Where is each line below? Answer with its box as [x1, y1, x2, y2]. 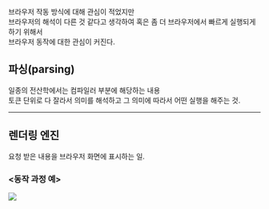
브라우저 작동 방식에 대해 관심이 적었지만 [8, 7, 134, 16]
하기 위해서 [8, 27, 43, 36]
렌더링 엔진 [8, 129, 60, 143]
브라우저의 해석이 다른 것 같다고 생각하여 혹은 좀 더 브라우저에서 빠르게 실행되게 [8, 17, 256, 26]
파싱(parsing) [8, 62, 75, 76]
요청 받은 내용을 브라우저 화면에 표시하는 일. [8, 151, 146, 161]
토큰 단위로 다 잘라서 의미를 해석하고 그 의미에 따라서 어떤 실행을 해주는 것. [8, 95, 241, 105]
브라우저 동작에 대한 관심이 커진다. [8, 37, 115, 46]
